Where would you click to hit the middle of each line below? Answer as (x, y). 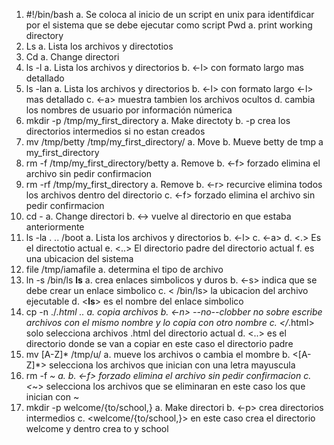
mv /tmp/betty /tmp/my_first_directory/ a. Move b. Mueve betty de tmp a (174, 142)
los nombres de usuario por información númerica (129, 110)
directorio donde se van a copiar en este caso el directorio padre (159, 343)
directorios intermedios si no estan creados (115, 131)
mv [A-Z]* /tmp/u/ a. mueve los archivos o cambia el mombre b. (158, 354)
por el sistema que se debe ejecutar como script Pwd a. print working (169, 25)
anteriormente (55, 227)
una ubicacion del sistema (79, 258)
